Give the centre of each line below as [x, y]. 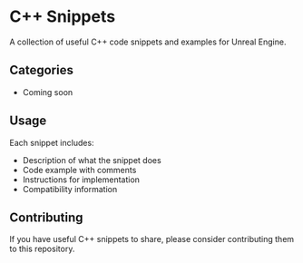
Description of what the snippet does [92, 160]
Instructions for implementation [81, 180]
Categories [42, 70]
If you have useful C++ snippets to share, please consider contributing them [152, 239]
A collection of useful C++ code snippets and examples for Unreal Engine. [148, 42]
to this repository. [42, 249]
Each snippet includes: [52, 142]
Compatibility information [70, 189]
